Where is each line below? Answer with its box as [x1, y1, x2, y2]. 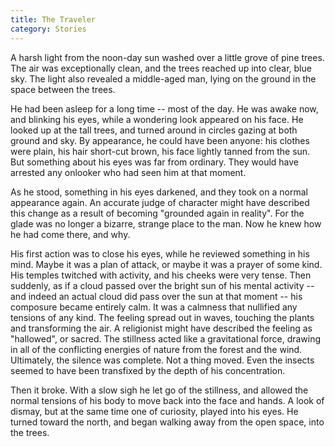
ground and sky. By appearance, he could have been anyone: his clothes [10, 134, 310, 146]
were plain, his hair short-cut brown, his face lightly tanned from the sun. [10, 145, 311, 157]
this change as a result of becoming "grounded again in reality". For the [10, 207, 305, 219]
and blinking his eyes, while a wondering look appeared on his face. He [10, 113, 304, 125]
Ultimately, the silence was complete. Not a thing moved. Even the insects [10, 354, 315, 366]
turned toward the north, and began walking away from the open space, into [10, 416, 325, 428]
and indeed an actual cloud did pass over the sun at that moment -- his [10, 290, 303, 302]
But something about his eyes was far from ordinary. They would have [10, 156, 300, 168]
